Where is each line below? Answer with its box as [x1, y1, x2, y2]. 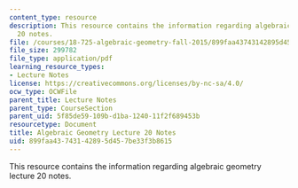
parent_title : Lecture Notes [9, 95, 117, 105]
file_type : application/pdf [9, 54, 114, 63]
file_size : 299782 [9, 46, 77, 55]
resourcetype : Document [9, 121, 98, 129]
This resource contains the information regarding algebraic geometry [9, 161, 262, 171]
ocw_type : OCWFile [9, 87, 77, 96]
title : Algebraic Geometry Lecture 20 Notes [9, 129, 176, 137]
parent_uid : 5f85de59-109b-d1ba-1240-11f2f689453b [9, 112, 200, 121]
